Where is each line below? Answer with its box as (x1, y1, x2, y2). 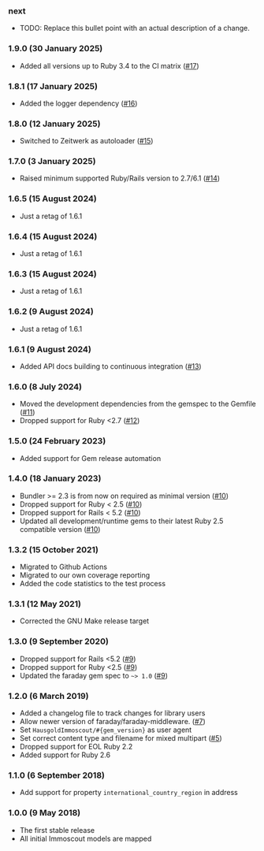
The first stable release (19, 825, 95, 834)
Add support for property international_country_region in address (19, 788, 238, 797)
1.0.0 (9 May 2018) (8, 808, 81, 819)
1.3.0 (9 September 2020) (8, 636, 109, 647)
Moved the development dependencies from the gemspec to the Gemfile (19, 399, 256, 409)
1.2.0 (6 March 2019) (8, 690, 89, 701)
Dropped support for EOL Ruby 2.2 (19, 742, 133, 752)
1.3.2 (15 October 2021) (8, 544, 99, 555)
